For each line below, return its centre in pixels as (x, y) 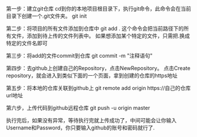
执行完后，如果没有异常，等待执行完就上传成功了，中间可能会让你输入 (91, 120)
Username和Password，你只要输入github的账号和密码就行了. (81, 128)
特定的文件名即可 (27, 43)
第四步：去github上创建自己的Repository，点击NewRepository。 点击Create (98, 68)
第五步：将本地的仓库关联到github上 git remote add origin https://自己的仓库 (98, 88)
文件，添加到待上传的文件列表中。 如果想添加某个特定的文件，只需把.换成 (100, 36)
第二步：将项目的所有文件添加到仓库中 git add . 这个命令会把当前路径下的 (95, 29)
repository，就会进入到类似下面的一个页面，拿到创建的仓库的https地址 (92, 76)
